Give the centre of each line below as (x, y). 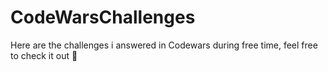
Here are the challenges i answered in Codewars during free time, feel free (164, 45)
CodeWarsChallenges (103, 17)
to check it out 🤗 (44, 55)
